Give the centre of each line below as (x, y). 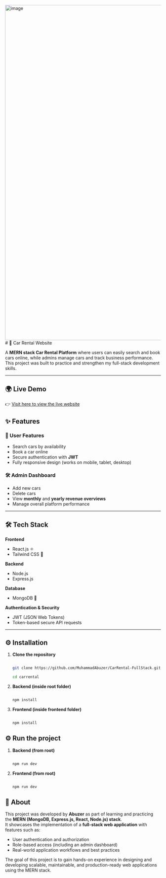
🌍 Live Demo (26, 389)
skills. (11, 368)
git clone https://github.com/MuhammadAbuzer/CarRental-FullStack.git (86, 668)
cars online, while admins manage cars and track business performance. (79, 358)
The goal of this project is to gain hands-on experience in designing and (79, 860)
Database (15, 588)
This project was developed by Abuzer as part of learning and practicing (79, 814)
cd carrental (26, 677)
